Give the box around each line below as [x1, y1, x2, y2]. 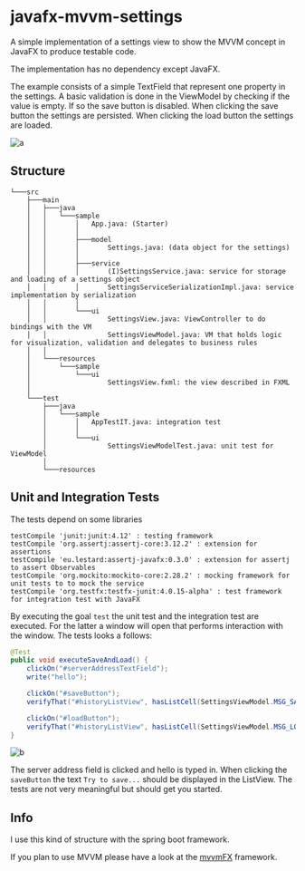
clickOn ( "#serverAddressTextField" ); [26, 664, 169, 673]
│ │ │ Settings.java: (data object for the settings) [26, 243, 291, 252]
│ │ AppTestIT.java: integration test [43, 417, 222, 427]
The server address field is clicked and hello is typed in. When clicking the [10, 764, 288, 776]
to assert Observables [10, 563, 96, 572]
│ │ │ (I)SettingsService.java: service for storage [26, 266, 286, 276]
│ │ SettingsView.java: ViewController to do [26, 315, 266, 324]
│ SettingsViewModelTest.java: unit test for [43, 441, 274, 450]
